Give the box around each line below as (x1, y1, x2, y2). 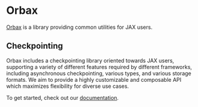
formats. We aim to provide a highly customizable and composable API (6, 76, 182, 83)
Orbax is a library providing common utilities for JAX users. (6, 23, 153, 31)
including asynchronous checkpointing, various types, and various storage (6, 70, 191, 77)
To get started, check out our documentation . (6, 94, 119, 101)
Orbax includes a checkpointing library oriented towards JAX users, (6, 57, 175, 64)
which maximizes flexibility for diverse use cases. (6, 82, 129, 90)
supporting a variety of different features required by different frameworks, (6, 63, 193, 70)
